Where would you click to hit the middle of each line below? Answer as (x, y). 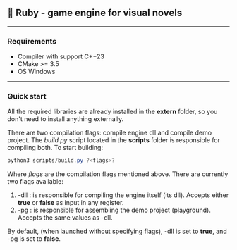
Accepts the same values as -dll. (65, 218)
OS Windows (36, 72)
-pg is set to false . (34, 239)
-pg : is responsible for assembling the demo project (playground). (114, 210)
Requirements (32, 41)
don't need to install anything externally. (66, 119)
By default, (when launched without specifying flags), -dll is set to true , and (117, 231)
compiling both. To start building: (55, 148)
